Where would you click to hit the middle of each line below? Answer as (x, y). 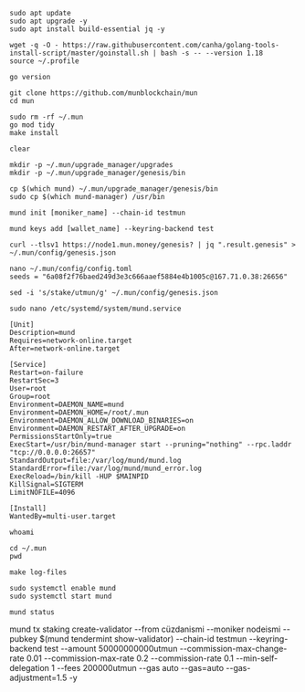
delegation (30, 668)
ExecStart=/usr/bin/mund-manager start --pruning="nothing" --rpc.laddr (151, 445)
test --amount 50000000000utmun (111, 649)
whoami (22, 532)
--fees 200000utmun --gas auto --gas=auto (140, 668)
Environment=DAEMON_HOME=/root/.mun (79, 413)
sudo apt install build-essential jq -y (88, 29)
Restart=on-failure (47, 372)
